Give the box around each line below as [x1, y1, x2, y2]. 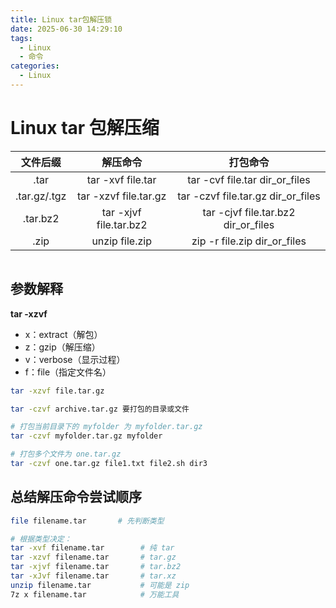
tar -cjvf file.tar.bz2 [202, 205, 296, 219]
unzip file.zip [91, 234, 152, 248]
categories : [10, 61, 60, 71]
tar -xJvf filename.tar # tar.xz [10, 571, 177, 581]
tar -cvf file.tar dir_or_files [187, 172, 311, 186]
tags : [10, 33, 33, 43]
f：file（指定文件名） [24, 366, 112, 378]
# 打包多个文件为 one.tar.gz [10, 449, 122, 460]
